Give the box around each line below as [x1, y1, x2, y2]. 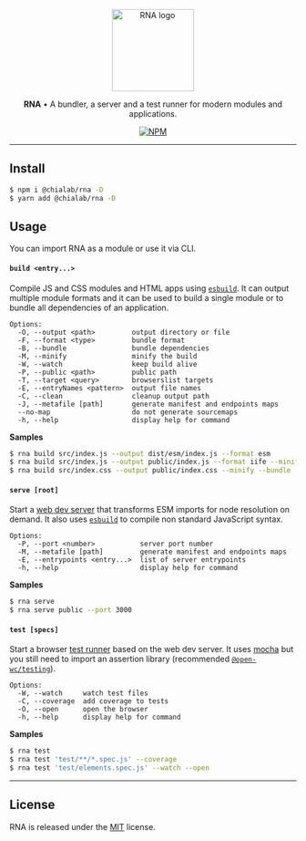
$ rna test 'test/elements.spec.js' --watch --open [9, 763, 209, 773]
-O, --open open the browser [17, 705, 148, 714]
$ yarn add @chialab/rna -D [9, 193, 117, 202]
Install [9, 161, 46, 177]
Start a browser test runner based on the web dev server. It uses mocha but [9, 644, 294, 655]
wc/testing [9, 665, 51, 674]
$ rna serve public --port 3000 [9, 606, 132, 615]
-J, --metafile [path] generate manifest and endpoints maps [17, 400, 280, 409]
